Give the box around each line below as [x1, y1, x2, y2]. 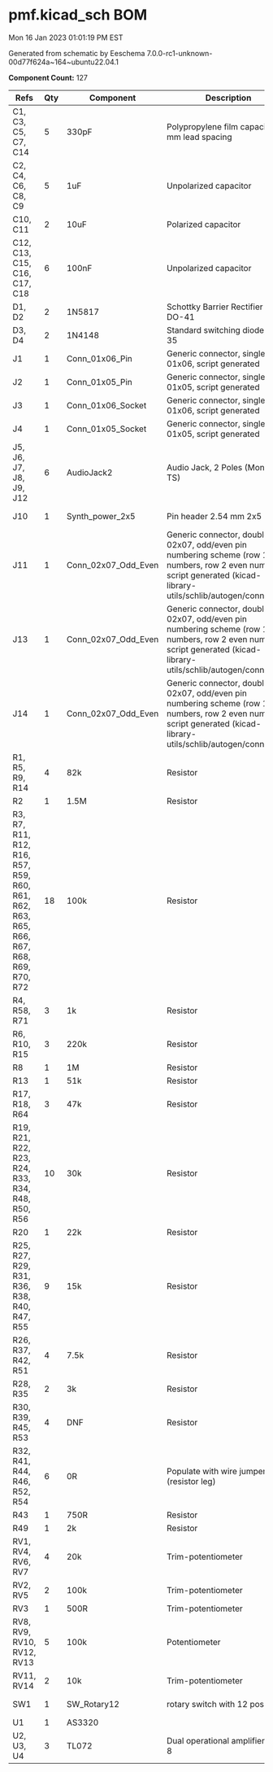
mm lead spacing [166, 131, 232, 142]
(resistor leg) [166, 1475, 216, 1486]
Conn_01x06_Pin [66, 352, 132, 364]
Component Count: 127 [8, 72, 88, 82]
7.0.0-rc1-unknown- [146, 48, 213, 58]
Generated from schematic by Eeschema [8, 48, 145, 58]
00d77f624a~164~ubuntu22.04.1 [8, 57, 119, 67]
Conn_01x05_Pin [66, 376, 132, 387]
